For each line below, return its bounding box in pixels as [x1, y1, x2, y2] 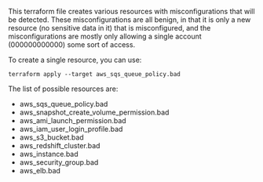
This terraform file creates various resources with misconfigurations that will [8, 7, 255, 16]
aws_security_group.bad [19, 158, 99, 167]
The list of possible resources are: [8, 84, 119, 93]
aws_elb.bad [19, 166, 61, 175]
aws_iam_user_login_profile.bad [19, 125, 123, 133]
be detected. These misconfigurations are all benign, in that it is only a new [8, 15, 251, 24]
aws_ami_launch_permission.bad [19, 116, 127, 125]
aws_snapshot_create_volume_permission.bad [19, 107, 170, 117]
